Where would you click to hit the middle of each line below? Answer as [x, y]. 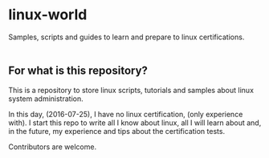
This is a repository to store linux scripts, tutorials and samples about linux [131, 90]
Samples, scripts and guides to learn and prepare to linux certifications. [126, 37]
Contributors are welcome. [53, 147]
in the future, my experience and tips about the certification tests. [117, 131]
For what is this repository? [78, 71]
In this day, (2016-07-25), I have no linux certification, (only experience [126, 114]
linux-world [48, 15]
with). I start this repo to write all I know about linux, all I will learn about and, [135, 123]
